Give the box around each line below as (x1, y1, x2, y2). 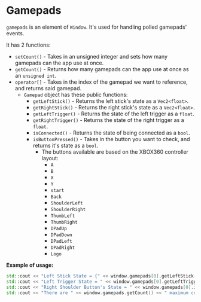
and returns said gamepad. (14, 84, 82, 91)
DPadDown (50, 231, 73, 238)
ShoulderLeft (50, 200, 83, 206)
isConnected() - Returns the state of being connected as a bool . (32, 129, 190, 136)
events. (6, 29, 25, 36)
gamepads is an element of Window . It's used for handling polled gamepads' (6, 23, 187, 30)
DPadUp (50, 225, 67, 231)
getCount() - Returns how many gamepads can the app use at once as (14, 65, 190, 72)
